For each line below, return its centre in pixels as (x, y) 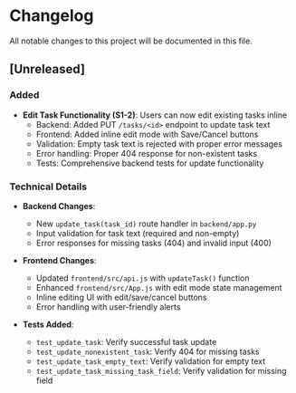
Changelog (52, 16)
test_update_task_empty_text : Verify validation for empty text (151, 361)
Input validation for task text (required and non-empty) (138, 233)
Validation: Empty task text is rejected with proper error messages (159, 144)
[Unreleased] (48, 69)
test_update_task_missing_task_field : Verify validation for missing (161, 370)
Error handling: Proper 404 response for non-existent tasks (147, 153)
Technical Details (48, 187)
